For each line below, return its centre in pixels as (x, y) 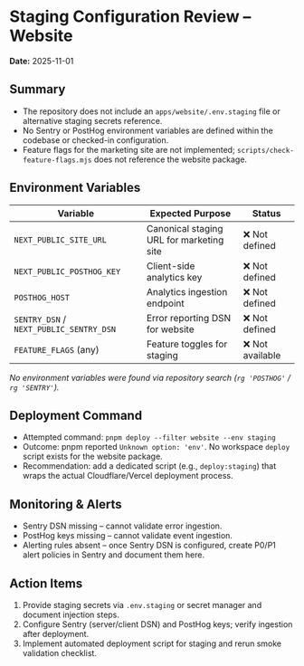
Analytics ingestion (187, 291)
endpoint (165, 303)
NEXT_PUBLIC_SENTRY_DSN (65, 329)
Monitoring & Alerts (66, 504)
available (262, 355)
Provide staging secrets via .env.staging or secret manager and (142, 605)
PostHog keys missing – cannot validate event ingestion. (128, 536)
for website (170, 329)
